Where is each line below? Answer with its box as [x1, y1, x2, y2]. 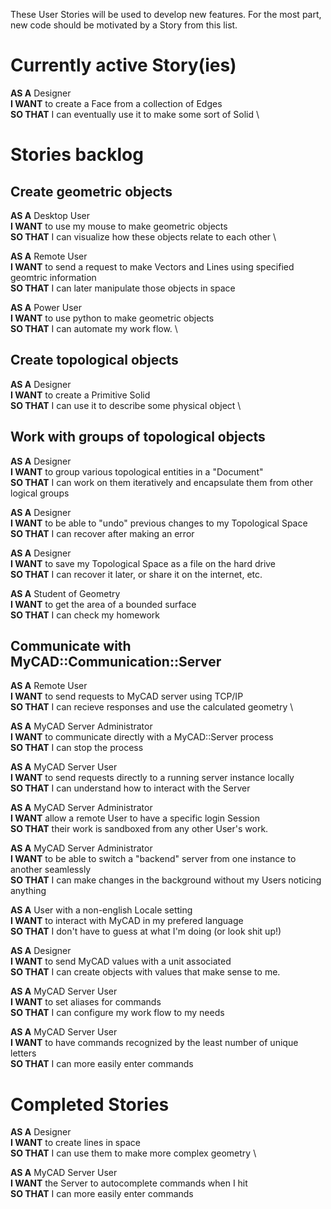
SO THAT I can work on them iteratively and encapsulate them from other [10, 476, 313, 488]
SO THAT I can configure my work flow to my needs [10, 1007, 225, 1019]
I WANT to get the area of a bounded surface [10, 598, 197, 610]
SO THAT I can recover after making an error [10, 527, 195, 539]
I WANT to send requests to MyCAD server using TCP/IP [10, 690, 244, 703]
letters [10, 1047, 37, 1059]
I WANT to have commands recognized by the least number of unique [10, 1037, 299, 1049]
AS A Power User [10, 301, 82, 313]
